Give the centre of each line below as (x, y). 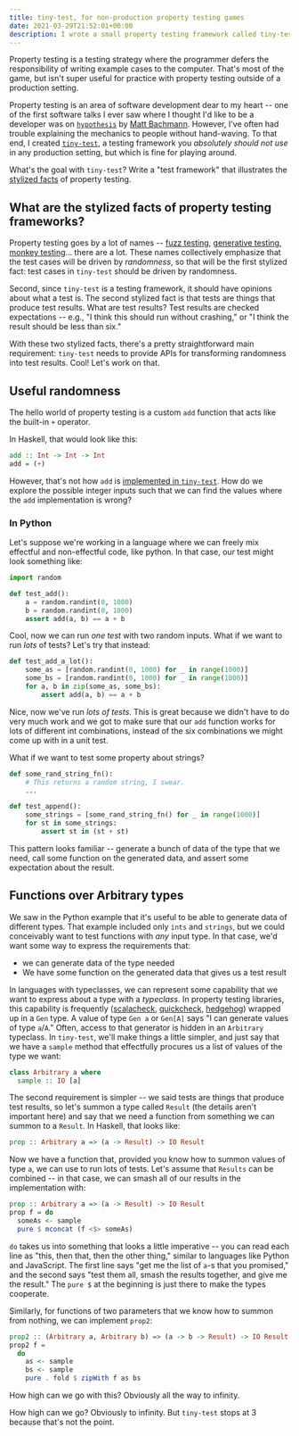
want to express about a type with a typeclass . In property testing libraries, (147, 999)
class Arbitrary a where (55, 1072)
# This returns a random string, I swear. (105, 782)
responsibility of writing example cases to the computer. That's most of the (147, 69)
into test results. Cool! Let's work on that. (85, 363)
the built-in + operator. (50, 422)
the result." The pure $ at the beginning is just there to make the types (138, 1284)
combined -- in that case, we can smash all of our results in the (125, 1178)
